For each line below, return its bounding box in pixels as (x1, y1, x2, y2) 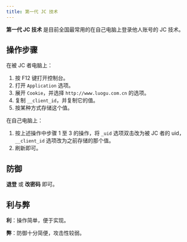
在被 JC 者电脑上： (6, 62, 53, 69)
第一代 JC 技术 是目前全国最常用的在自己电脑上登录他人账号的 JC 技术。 (6, 26, 184, 33)
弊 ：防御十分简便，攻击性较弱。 (6, 229, 85, 237)
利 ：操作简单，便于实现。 (6, 217, 69, 224)
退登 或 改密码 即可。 (6, 181, 58, 188)
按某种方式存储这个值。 (14, 104, 73, 111)
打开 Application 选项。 (14, 82, 74, 89)
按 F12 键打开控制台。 (14, 75, 69, 82)
